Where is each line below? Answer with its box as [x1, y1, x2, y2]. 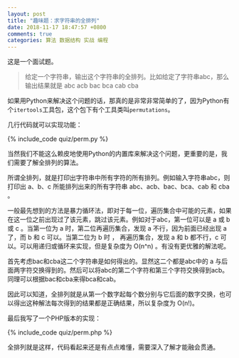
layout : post [7, 10, 46, 18]
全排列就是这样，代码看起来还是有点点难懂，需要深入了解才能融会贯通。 [7, 343, 219, 352]
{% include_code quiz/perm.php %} [7, 328, 112, 337]
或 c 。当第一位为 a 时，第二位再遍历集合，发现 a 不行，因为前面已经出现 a [7, 224, 228, 233]
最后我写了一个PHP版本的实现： [7, 314, 102, 322]
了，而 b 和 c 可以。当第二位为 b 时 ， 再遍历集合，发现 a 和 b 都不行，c [7, 233, 219, 242]
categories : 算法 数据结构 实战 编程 [7, 37, 109, 44]
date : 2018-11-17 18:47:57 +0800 [7, 23, 107, 31]
